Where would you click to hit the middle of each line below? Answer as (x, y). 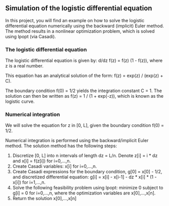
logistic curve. (20, 101)
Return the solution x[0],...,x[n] (44, 198)
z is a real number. (24, 66)
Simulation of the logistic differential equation (79, 8)
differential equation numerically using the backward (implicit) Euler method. (84, 26)
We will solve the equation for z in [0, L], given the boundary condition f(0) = (85, 125)
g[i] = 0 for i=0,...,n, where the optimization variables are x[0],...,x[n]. (84, 193)
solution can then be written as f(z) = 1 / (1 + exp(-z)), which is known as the (84, 96)
